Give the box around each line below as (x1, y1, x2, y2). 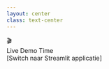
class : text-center (6, 17, 64, 24)
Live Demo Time (6, 46, 54, 54)
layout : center (6, 10, 51, 17)
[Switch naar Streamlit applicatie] (6, 54, 102, 62)
